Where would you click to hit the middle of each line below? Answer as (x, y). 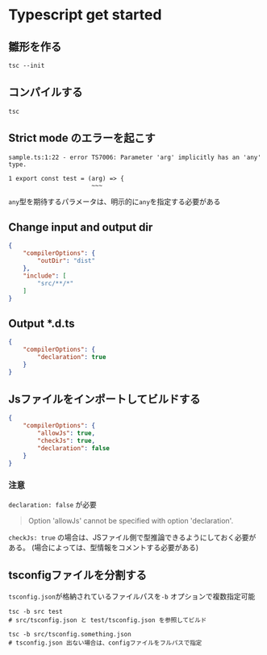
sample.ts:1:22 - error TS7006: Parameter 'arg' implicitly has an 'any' (135, 157)
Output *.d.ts (42, 323)
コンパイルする (46, 92)
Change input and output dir (81, 227)
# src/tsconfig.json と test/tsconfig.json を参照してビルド (108, 620)
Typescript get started (85, 15)
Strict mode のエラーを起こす (82, 138)
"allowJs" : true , (66, 433)
